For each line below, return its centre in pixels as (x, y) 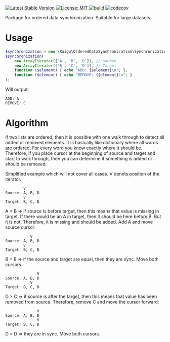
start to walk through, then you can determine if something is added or (79, 159)
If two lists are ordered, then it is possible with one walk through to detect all (85, 137)
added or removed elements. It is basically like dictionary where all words (82, 142)
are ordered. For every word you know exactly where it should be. (74, 148)
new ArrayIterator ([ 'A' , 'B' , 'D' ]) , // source (65, 61)
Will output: (17, 90)
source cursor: (20, 227)
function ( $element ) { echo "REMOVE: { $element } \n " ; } (73, 75)
